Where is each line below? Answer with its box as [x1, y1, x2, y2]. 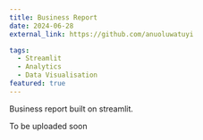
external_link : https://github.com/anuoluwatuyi [9, 29, 194, 38]
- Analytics [17, 62, 63, 71]
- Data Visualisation [17, 70, 98, 80]
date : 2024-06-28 [9, 21, 74, 30]
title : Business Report [9, 12, 98, 22]
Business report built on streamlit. [9, 103, 134, 114]
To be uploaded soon [9, 120, 88, 131]
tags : [9, 45, 30, 54]
